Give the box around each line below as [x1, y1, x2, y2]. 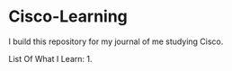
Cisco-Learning [8, 6, 128, 27]
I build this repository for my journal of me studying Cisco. [8, 36, 224, 47]
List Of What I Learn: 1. [8, 53, 93, 64]
